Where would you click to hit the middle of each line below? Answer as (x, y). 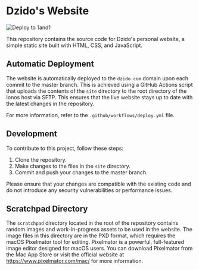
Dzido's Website (48, 11)
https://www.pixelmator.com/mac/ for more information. (75, 261)
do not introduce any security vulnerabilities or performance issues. (89, 190)
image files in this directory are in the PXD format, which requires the (91, 236)
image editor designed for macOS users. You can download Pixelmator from (99, 249)
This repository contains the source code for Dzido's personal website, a (95, 39)
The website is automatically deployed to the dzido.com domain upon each (97, 78)
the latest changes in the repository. (50, 103)
